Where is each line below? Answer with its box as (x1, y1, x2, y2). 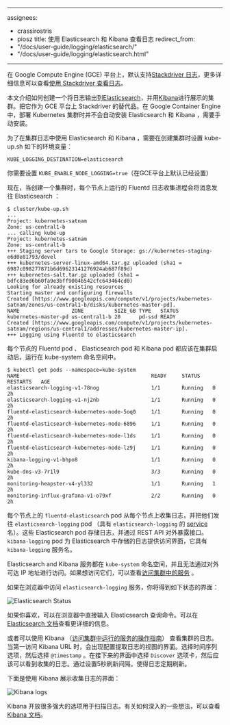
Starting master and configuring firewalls (7, 290, 133, 296)
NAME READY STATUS (7, 372, 201, 379)
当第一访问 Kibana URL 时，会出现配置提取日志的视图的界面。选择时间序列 (7, 643, 218, 650)
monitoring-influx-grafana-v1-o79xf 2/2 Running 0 (7, 492, 216, 499)
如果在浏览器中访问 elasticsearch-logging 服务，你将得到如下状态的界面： (7, 583, 219, 591)
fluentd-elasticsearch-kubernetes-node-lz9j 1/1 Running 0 (7, 444, 216, 451)
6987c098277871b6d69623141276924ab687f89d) (7, 266, 133, 272)
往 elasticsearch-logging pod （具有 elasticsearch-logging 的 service (7, 520, 208, 528)
